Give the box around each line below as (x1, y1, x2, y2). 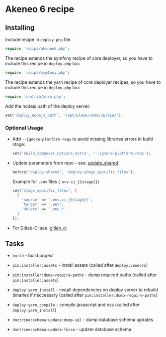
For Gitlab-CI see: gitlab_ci (12, 225, 67, 231)
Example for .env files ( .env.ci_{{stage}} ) (12, 178, 99, 184)
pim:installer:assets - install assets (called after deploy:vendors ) (12, 262, 148, 268)
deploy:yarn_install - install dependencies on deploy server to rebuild (12, 287, 158, 293)
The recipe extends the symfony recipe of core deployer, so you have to (5, 55, 153, 61)
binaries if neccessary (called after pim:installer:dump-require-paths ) (12, 292, 158, 298)
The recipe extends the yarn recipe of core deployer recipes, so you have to (5, 79, 161, 85)
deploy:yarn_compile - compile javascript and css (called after (12, 302, 140, 308)
